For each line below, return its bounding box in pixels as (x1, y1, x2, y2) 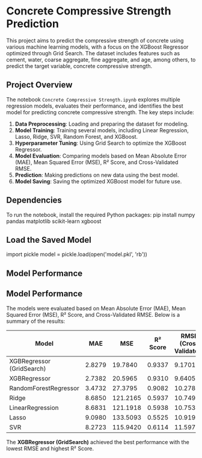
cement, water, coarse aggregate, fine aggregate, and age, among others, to (6, 56, 196, 63)
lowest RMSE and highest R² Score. (6, 445, 94, 452)
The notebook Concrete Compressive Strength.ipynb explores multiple (6, 96, 180, 103)
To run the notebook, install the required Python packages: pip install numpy (6, 211, 195, 218)
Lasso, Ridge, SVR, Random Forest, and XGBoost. (14, 133, 138, 140)
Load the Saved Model (6, 234, 92, 245)
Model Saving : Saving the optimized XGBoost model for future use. (14, 177, 182, 185)
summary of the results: (6, 317, 66, 325)
